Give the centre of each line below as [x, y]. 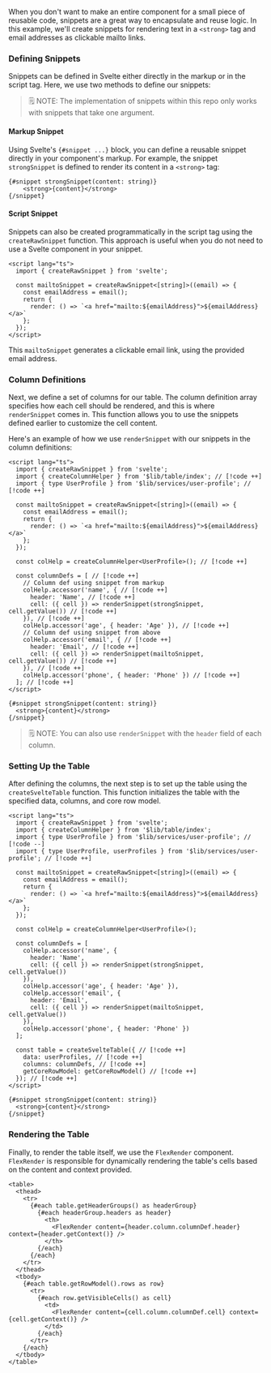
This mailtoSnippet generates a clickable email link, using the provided [127, 350]
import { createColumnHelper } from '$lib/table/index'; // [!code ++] [139, 476]
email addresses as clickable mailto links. [77, 37]
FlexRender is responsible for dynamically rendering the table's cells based [133, 1160]
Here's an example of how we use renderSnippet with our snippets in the [129, 439]
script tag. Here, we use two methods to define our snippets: [110, 85]
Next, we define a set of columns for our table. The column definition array [133, 397]
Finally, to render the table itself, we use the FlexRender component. [121, 1152]
